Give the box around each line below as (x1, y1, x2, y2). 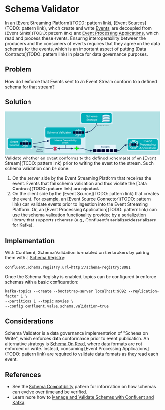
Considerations (5, 317, 54, 325)
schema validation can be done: (5, 166, 70, 172)
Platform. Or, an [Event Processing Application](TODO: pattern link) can (12, 207, 157, 213)
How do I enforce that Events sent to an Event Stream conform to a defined (5, 78, 157, 84)
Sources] (128, 20, 146, 26)
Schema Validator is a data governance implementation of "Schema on (5, 330, 148, 336)
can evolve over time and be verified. (12, 389, 87, 395)
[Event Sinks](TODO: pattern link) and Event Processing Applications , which (5, 30, 159, 36)
